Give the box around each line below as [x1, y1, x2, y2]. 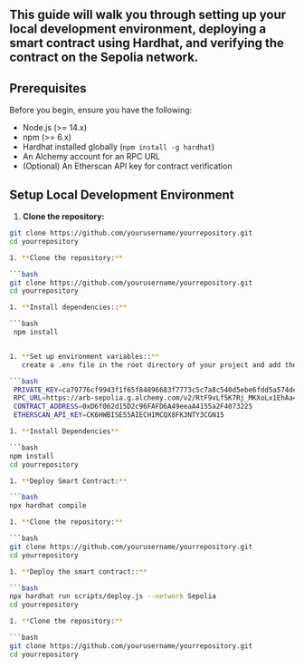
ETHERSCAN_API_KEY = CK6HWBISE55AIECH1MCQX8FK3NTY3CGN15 [13, 411, 224, 420]
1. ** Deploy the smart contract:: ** [9, 566, 147, 576]
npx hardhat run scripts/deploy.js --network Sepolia [9, 592, 217, 601]
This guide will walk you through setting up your [9, 7, 287, 23]
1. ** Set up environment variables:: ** [9, 352, 160, 361]
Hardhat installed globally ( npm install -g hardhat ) [22, 141, 215, 152]
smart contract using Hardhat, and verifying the [9, 35, 285, 51]
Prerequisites [9, 81, 87, 96]
